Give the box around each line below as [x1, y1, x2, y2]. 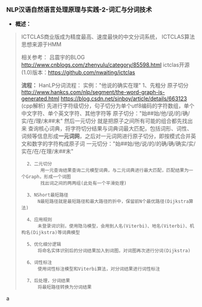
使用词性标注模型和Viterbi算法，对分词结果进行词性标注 [37, 266, 160, 272]
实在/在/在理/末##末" [21, 147, 74, 155]
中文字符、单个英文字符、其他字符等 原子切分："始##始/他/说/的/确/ [21, 110, 191, 117]
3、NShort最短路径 [27, 192, 68, 198]
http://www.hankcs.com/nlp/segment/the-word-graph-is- [21, 89, 165, 96]
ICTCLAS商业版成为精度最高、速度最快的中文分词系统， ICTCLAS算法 [21, 33, 195, 41]
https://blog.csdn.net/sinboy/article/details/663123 [60, 95, 187, 103]
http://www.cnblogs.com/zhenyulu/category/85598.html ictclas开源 [21, 61, 190, 69]
